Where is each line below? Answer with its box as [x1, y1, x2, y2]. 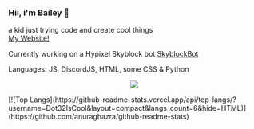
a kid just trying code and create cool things [8, 25, 153, 35]
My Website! [8, 33, 50, 43]
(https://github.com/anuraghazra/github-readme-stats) [8, 111, 189, 122]
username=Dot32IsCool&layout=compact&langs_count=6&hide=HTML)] [8, 104, 247, 113]
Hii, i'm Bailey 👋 [8, 7, 69, 18]
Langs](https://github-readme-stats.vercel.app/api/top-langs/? [30, 95, 237, 104]
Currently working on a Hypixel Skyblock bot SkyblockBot [8, 49, 199, 59]
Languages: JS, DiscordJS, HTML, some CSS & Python [8, 64, 189, 74]
